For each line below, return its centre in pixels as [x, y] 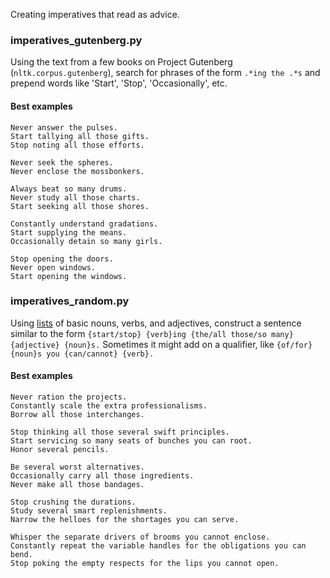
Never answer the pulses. [64, 127]
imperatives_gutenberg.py [76, 40]
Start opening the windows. [69, 276]
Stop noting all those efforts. [77, 145]
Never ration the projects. [69, 397]
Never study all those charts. [75, 197]
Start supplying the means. [69, 232]
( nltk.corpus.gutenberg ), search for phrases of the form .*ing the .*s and [165, 73]
